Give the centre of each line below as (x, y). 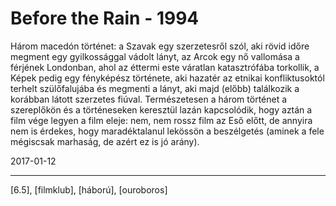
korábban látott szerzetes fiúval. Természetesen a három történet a (149, 99)
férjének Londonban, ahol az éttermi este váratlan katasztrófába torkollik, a (165, 67)
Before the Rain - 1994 (105, 18)
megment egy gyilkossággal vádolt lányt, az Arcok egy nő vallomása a (155, 56)
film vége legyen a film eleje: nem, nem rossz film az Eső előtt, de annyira (161, 120)
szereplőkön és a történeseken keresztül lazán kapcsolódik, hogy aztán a (161, 109)
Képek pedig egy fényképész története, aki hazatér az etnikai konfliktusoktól (167, 78)
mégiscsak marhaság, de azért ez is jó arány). (105, 141)
